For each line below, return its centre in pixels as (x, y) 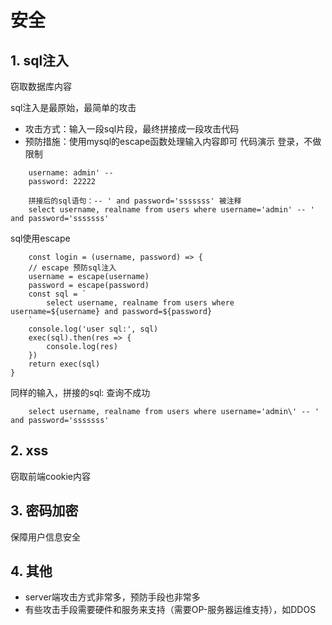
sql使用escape (40, 238)
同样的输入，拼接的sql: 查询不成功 (80, 392)
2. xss (29, 451)
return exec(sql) (64, 364)
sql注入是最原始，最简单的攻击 (73, 107)
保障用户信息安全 (45, 537)
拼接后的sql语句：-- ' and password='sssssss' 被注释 (135, 201)
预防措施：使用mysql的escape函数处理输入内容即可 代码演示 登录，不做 (173, 141)
